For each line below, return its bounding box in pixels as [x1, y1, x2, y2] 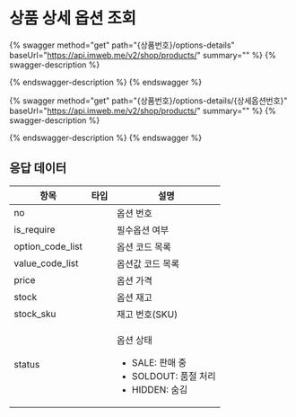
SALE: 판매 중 [131, 356, 187, 368]
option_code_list [13, 240, 83, 253]
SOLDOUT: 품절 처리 [131, 369, 216, 382]
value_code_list [13, 257, 79, 270]
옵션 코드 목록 [116, 240, 172, 253]
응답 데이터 [9, 161, 67, 176]
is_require [13, 223, 56, 235]
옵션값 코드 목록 [116, 257, 180, 270]
